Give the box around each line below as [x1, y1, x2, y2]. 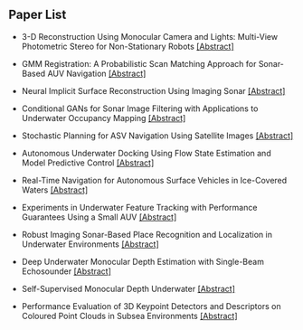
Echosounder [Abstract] [21, 266, 112, 277]
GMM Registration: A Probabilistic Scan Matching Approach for [21, 58, 257, 69]
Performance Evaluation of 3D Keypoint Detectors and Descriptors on [21, 300, 281, 311]
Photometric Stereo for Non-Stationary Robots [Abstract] [21, 41, 234, 52]
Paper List [8, 7, 67, 23]
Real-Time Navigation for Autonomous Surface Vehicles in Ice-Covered [21, 174, 288, 185]
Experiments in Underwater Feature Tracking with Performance [21, 202, 258, 212]
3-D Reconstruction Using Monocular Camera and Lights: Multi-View [21, 31, 278, 42]
